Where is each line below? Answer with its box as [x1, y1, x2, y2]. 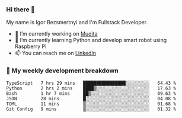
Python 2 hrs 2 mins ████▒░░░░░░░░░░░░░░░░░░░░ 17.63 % [6, 85, 177, 91]
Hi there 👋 [6, 5, 36, 14]
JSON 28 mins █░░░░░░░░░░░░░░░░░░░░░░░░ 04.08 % [6, 95, 177, 101]
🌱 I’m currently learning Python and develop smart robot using [14, 37, 167, 44]
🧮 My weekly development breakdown [6, 66, 119, 75]
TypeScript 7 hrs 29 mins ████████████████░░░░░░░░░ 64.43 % [6, 80, 177, 86]
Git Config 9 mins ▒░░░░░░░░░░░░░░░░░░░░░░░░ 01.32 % [6, 106, 177, 112]
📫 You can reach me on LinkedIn [14, 50, 97, 57]
